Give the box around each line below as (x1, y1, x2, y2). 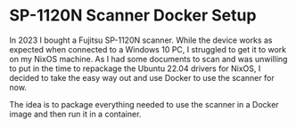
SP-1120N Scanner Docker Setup (9, 5, 257, 26)
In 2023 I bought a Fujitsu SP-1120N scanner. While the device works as (9, 35, 273, 45)
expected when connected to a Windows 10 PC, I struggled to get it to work (9, 44, 287, 54)
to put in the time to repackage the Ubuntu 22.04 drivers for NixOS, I (9, 63, 261, 74)
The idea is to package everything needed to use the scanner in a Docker (9, 99, 279, 109)
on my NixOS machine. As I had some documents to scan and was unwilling (9, 53, 288, 64)
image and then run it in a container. (9, 108, 142, 119)
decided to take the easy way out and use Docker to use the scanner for (9, 72, 275, 83)
